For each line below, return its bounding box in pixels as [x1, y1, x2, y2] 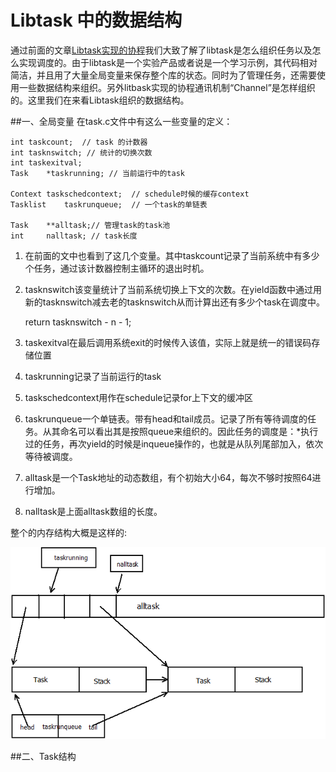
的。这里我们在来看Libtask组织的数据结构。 [10, 94, 190, 106]
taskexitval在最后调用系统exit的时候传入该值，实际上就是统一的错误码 [24, 336, 312, 348]
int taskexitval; [10, 157, 83, 168]
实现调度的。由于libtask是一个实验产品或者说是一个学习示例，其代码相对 [18, 56, 318, 68]
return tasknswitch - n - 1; [24, 316, 132, 328]
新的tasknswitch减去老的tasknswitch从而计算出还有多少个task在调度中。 [24, 296, 326, 308]
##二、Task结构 [10, 751, 77, 763]
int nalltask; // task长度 [10, 231, 138, 241]
